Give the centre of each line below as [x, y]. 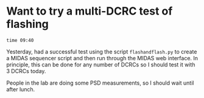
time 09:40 [20, 40]
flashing [27, 24]
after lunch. [21, 89]
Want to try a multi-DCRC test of [90, 11]
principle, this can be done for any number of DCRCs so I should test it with [101, 65]
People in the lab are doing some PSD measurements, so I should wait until [100, 83]
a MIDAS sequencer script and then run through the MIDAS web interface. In [102, 58]
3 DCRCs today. [26, 71]
